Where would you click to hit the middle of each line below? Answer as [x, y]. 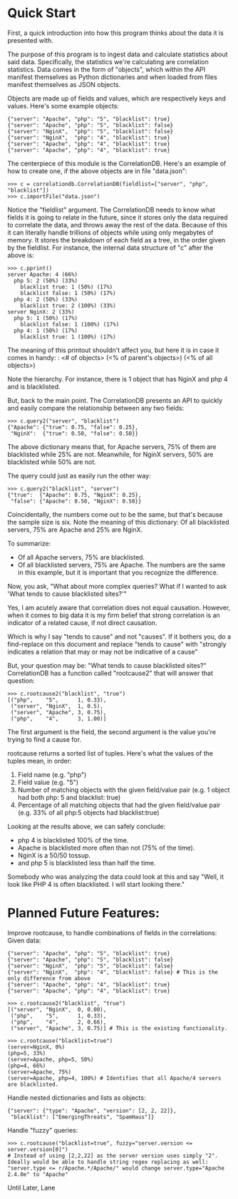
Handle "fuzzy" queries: [43, 1130]
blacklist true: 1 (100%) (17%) [68, 336]
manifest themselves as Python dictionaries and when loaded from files [112, 77]
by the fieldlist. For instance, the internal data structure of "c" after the [110, 247]
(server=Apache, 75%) [40, 1072]
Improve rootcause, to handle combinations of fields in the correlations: [112, 932]
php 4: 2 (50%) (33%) [46, 299]
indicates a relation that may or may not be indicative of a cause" [103, 652]
